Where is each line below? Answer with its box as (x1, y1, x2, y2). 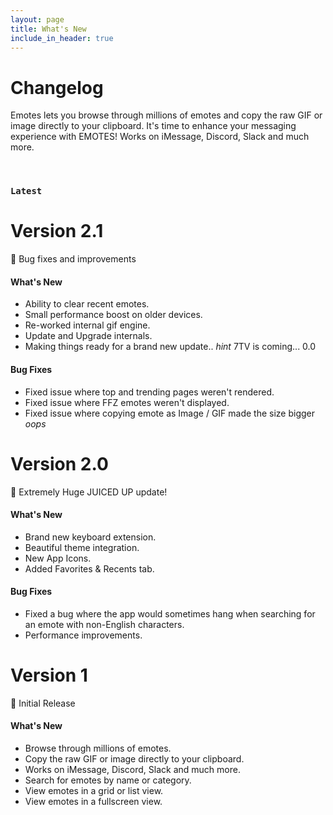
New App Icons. (24, 552, 92, 564)
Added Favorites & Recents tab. (24, 562, 155, 575)
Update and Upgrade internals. (24, 330, 153, 342)
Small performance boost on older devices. (24, 309, 203, 321)
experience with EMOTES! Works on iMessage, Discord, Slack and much (10, 131, 310, 143)
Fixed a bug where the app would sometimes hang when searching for (24, 607, 316, 620)
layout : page (10, 14, 65, 25)
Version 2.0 (10, 452, 109, 475)
